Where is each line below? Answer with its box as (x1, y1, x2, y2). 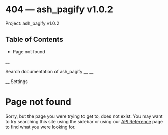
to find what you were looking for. (5, 124, 76, 130)
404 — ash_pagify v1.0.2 (5, 4, 114, 15)
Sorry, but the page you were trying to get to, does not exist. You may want (5, 113, 163, 119)
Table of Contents (5, 35, 64, 44)
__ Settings (5, 78, 28, 85)
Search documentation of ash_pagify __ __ (5, 68, 94, 74)
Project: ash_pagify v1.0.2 (5, 20, 60, 26)
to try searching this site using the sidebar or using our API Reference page (5, 118, 163, 124)
